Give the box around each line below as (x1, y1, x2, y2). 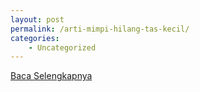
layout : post (10, 14, 65, 25)
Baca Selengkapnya (10, 70, 93, 82)
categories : (10, 33, 60, 43)
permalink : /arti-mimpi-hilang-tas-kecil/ (10, 24, 190, 34)
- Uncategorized (28, 42, 97, 53)
